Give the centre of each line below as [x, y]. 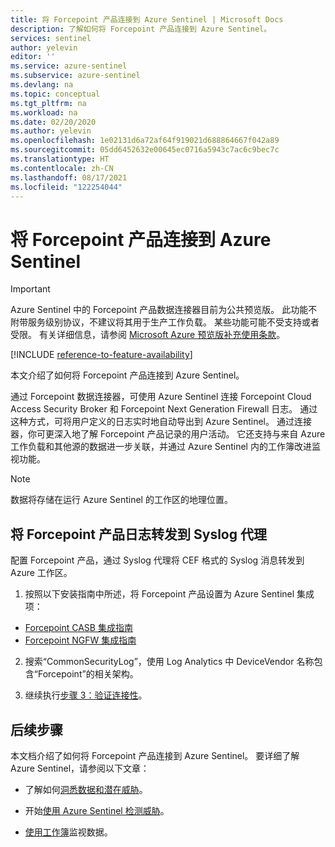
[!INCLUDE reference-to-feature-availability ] [101, 355]
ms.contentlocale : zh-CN [62, 168]
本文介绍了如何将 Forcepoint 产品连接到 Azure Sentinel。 [127, 375]
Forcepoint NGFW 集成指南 [80, 640]
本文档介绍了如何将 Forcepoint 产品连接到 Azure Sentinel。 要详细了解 [155, 755]
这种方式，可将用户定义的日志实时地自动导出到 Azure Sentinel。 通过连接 [161, 422]
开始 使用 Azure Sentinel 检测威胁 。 [97, 810]
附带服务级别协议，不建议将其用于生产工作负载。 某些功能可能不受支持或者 [165, 322]
